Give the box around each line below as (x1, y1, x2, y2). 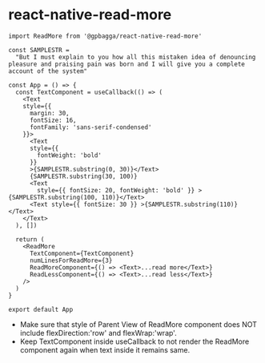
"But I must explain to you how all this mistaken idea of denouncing (15, 53, 256, 61)
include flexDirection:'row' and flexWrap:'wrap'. (19, 328, 178, 337)
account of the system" (8, 67, 88, 75)
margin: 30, (29, 109, 70, 117)
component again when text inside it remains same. (19, 345, 191, 354)
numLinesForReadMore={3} (29, 256, 113, 264)
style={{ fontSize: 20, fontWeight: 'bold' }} (37, 186, 195, 194)
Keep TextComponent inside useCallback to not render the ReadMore (19, 337, 250, 346)
